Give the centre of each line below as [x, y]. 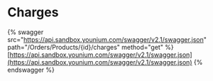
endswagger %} [31, 70]
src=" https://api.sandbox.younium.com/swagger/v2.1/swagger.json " [107, 39]
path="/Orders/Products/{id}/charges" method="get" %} [91, 47]
